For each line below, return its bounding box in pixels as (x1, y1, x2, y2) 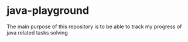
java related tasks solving (6, 29, 68, 36)
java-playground (6, 4, 90, 17)
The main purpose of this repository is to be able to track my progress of (6, 23, 182, 30)
